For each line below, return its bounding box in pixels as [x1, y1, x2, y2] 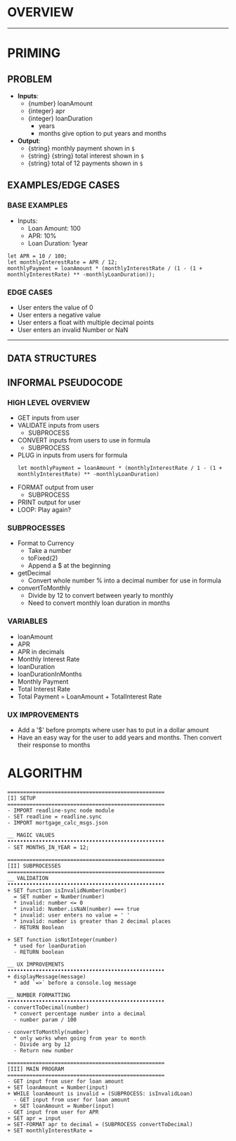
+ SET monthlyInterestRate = [7, 1127, 93, 1134]
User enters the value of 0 [17, 303, 93, 312]
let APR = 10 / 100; [7, 253, 68, 260]
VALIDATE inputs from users [17, 421, 100, 429]
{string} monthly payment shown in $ [27, 144, 135, 152]
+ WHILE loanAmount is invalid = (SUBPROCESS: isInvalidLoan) [7, 1090, 193, 1097]
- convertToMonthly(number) [7, 1028, 90, 1035]
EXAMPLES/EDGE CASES [7, 179, 120, 191]
